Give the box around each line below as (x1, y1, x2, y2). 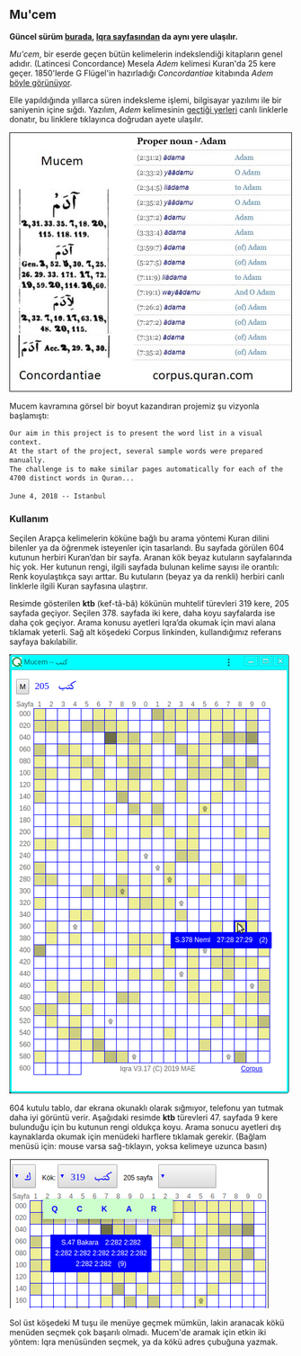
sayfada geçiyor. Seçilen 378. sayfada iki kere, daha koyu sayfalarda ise (9, 607, 276, 619)
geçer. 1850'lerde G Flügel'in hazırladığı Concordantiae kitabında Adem (9, 67, 274, 78)
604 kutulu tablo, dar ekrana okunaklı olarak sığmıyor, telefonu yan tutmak (9, 1102, 285, 1114)
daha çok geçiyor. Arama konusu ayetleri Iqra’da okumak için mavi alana (9, 617, 276, 628)
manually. (9, 455, 47, 464)
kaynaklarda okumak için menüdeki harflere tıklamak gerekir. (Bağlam (9, 1131, 267, 1142)
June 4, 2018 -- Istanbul (9, 491, 106, 500)
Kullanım (9, 512, 49, 525)
